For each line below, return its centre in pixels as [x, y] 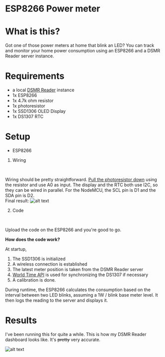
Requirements [35, 76]
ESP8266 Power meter [53, 9]
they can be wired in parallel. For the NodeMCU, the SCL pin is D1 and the [81, 190]
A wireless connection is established [50, 264]
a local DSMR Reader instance [43, 90]
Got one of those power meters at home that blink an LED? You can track [80, 45]
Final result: [17, 201]
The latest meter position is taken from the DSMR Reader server [78, 269]
